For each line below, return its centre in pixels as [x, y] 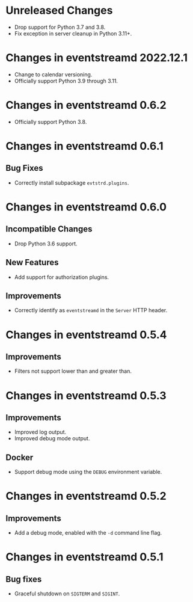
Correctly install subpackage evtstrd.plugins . [72, 183]
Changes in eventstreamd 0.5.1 [84, 557]
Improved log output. [40, 432]
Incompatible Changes [49, 229]
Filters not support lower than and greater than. [73, 371]
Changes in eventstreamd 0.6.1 [84, 146]
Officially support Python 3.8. [51, 121]
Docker [20, 457]
